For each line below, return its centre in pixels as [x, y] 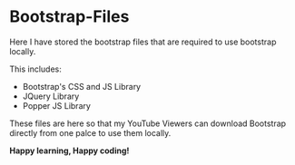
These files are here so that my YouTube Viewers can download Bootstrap [148, 123]
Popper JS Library [56, 105]
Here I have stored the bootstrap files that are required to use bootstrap [143, 42]
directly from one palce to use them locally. [90, 132]
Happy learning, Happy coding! [69, 150]
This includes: [35, 69]
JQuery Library [51, 96]
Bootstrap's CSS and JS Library [82, 86]
